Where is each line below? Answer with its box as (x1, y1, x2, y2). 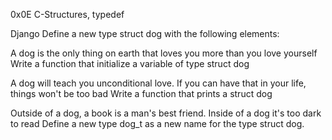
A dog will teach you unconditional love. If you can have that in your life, (10, 77, 307, 89)
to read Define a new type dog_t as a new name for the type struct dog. (10, 118, 305, 129)
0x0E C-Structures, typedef (10, 9, 125, 20)
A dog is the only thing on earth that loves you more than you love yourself (10, 47, 318, 59)
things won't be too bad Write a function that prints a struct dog (10, 88, 273, 99)
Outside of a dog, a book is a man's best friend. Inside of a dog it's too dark (10, 107, 322, 119)
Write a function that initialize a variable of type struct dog (10, 58, 250, 69)
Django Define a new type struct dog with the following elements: (10, 28, 280, 39)
